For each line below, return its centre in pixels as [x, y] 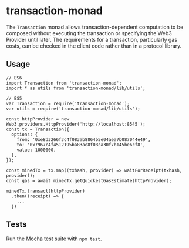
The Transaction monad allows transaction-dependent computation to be [95, 27]
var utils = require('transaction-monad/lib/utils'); [73, 109]
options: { [25, 134]
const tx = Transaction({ [38, 129]
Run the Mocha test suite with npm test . [54, 239]
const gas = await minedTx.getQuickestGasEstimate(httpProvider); [89, 180]
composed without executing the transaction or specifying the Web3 [89, 33]
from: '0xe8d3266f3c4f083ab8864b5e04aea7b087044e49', [84, 139]
